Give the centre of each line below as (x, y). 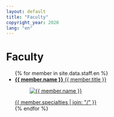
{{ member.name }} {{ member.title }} (61, 79)
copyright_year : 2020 (33, 22)
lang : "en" (19, 28)
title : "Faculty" (27, 17)
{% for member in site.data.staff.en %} (61, 73)
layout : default (26, 11)
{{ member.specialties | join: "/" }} (56, 102)
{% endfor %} (31, 109)
